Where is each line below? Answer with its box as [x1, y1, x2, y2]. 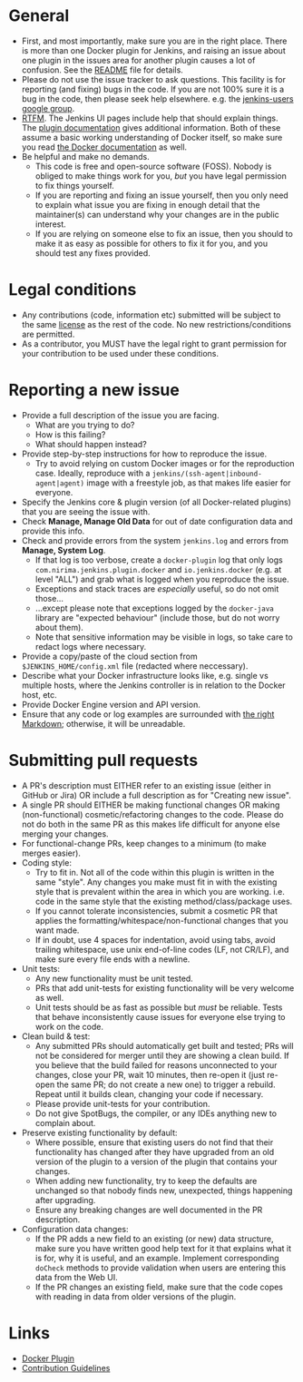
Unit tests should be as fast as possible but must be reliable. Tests [34, 1002, 283, 1013]
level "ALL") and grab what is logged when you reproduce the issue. [34, 573, 289, 584]
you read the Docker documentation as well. [21, 142, 188, 152]
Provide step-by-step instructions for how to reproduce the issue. [21, 448, 268, 459]
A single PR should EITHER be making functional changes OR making [21, 799, 280, 810]
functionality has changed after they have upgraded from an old [34, 1146, 275, 1157]
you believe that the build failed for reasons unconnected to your [34, 1059, 278, 1071]
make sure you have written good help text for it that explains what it [34, 1242, 292, 1253]
